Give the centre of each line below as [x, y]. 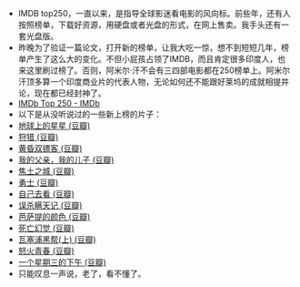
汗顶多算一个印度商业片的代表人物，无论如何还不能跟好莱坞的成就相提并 [153, 82]
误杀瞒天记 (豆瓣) [50, 205]
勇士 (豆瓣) [38, 182]
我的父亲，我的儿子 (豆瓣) [66, 159]
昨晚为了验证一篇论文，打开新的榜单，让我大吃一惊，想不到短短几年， [150, 47]
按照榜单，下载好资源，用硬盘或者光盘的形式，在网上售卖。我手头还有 [150, 25]
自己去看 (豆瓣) [46, 194]
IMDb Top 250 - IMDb [59, 103]
